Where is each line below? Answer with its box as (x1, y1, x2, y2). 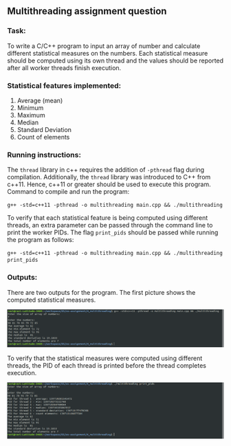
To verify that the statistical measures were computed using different (7, 354, 203, 362)
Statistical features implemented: (7, 80, 122, 90)
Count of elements (16, 133, 70, 141)
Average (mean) (16, 96, 63, 104)
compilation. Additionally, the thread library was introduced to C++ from (7, 173, 211, 181)
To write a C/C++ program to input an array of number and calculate (7, 41, 201, 50)
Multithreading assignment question (7, 5, 167, 17)
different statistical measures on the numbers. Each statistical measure (7, 49, 208, 57)
